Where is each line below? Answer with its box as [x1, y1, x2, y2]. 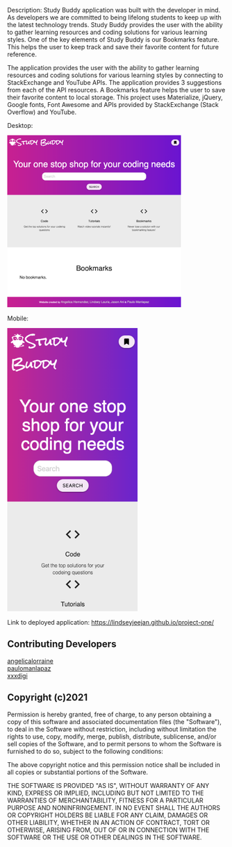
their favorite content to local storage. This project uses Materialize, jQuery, [7, 93, 224, 101]
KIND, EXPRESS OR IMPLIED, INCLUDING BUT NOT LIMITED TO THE [7, 789, 204, 797]
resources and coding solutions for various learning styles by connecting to [7, 71, 224, 79]
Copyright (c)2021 [7, 691, 88, 704]
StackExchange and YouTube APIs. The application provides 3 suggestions [7, 79, 222, 86]
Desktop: [7, 122, 33, 129]
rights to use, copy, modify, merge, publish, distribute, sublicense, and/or [7, 732, 217, 741]
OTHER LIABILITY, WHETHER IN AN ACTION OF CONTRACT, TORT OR [7, 818, 210, 826]
